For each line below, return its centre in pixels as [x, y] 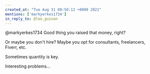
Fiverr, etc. [16, 48]
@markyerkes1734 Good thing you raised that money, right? [65, 33]
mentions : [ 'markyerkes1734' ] [36, 14]
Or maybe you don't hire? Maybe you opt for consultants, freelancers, [75, 42]
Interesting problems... [28, 66]
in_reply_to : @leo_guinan [31, 19]
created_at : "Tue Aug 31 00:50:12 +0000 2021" [53, 10]
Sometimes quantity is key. [32, 57]
